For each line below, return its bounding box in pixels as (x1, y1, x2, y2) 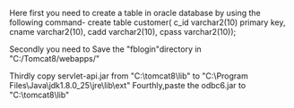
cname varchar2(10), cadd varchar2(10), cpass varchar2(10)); (9, 27, 237, 37)
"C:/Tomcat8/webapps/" (9, 54, 100, 63)
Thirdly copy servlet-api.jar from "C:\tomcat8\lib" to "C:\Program (9, 71, 248, 81)
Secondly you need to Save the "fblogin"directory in (9, 44, 202, 54)
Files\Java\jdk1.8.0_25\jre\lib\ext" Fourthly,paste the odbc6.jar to (9, 80, 246, 90)
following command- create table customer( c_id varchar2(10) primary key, (9, 17, 286, 28)
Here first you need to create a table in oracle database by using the (9, 8, 262, 18)
